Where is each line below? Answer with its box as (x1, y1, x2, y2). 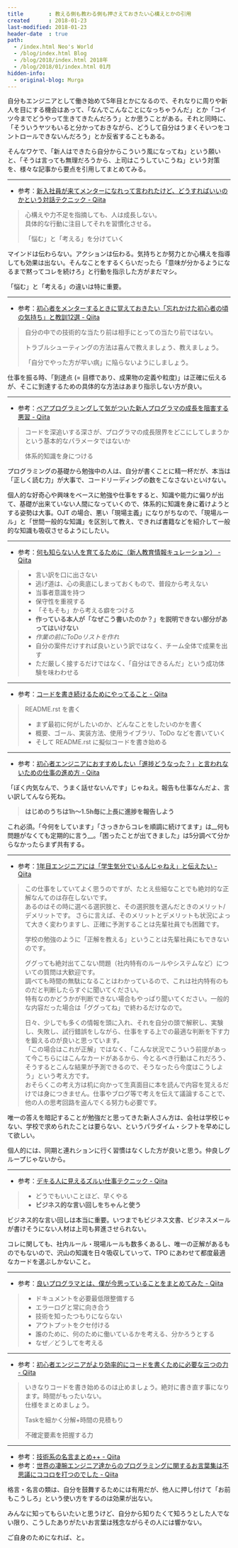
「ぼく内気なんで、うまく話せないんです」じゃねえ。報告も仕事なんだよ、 (7, 783, 225, 792)
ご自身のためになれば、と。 (7, 1533, 89, 1542)
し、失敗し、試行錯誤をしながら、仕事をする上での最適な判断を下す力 (24, 1027, 230, 1036)
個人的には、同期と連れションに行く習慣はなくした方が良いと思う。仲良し (7, 1146, 225, 1155)
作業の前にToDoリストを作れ (35, 633, 120, 641)
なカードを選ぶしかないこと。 (7, 1257, 94, 1266)
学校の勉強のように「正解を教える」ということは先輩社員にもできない (24, 935, 229, 944)
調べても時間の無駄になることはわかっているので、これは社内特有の (24, 977, 223, 985)
